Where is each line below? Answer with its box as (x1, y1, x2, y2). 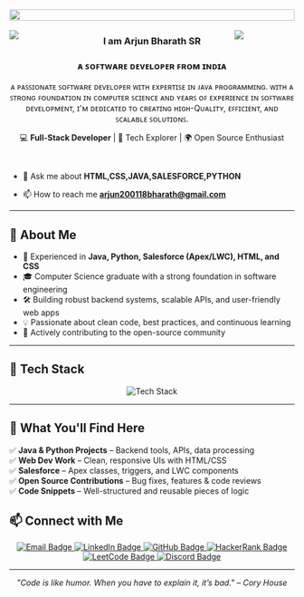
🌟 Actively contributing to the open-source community (22, 327, 226, 338)
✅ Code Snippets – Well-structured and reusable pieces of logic (9, 485, 250, 496)
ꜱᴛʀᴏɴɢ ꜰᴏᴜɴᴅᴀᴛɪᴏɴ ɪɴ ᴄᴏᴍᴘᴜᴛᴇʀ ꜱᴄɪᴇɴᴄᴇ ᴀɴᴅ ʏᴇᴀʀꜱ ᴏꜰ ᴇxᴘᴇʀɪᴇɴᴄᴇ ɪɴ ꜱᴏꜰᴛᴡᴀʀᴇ (9, 92, 295, 103)
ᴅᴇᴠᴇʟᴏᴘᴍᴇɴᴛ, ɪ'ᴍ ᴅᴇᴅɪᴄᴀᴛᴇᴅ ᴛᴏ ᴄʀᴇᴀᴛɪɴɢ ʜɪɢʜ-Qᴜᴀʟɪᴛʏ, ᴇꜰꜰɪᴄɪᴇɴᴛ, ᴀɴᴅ (25, 103, 279, 114)
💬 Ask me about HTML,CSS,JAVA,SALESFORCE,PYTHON (22, 171, 242, 182)
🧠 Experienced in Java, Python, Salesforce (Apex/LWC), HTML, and (22, 251, 280, 262)
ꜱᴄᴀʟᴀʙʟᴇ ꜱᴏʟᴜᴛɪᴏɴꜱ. (115, 113, 189, 125)
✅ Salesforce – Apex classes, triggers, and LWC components (9, 465, 239, 476)
